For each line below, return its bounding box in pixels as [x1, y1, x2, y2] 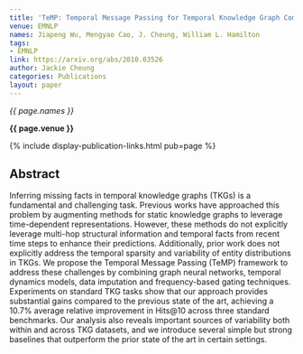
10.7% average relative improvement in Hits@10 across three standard [9, 305, 270, 316]
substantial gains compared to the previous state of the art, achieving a [9, 295, 274, 307]
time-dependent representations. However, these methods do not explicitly [9, 219, 289, 230]
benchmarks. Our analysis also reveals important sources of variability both [9, 315, 290, 326]
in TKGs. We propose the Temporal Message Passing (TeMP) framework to [9, 257, 289, 268]
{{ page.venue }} [9, 123, 75, 134]
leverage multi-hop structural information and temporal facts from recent [9, 228, 280, 239]
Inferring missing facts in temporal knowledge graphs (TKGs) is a [9, 191, 251, 201]
